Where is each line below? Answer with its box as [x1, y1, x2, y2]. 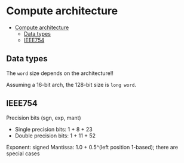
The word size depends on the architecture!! [6, 70, 114, 77]
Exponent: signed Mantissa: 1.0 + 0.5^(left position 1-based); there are [6, 143, 179, 151]
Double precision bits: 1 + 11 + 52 [14, 132, 96, 139]
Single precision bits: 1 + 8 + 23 [14, 126, 93, 133]
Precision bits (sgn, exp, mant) [6, 114, 82, 121]
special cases [6, 150, 40, 157]
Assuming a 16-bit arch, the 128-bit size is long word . [6, 81, 136, 88]
